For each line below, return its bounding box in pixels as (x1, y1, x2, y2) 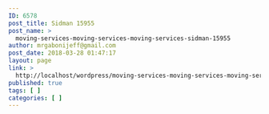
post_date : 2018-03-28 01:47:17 (8, 49, 116, 57)
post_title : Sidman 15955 (8, 19, 94, 27)
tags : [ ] (8, 86, 42, 95)
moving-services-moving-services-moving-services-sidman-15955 (15, 34, 231, 43)
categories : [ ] (8, 94, 62, 102)
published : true (8, 79, 62, 87)
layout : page (8, 57, 52, 65)
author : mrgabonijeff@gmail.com (8, 42, 116, 50)
